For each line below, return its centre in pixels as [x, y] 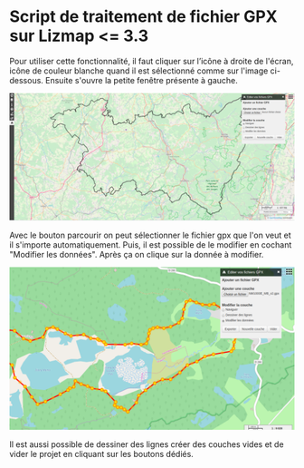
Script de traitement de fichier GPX [143, 17]
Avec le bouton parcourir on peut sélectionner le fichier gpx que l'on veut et [150, 235]
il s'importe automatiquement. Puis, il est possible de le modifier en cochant [151, 245]
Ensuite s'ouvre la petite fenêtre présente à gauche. [141, 80]
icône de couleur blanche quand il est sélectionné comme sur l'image [139, 71]
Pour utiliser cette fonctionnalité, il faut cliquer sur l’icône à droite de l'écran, [152, 61]
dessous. [26, 80]
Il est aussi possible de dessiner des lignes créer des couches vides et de [147, 444]
